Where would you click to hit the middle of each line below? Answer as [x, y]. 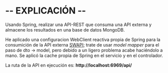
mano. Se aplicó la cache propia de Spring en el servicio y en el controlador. [84, 55]
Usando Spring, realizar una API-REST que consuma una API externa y [78, 24]
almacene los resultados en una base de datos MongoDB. [65, 29]
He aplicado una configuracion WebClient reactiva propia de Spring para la [83, 39]
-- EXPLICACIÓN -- [46, 11]
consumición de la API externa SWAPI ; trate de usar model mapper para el [82, 44]
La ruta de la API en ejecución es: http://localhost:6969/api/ [69, 65]
